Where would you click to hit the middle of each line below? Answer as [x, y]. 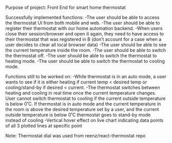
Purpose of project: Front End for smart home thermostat [65, 7]
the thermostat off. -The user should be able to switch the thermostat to [81, 56]
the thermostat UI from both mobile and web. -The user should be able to [83, 23]
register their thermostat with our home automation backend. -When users [84, 28]
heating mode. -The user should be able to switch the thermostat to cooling [85, 61]
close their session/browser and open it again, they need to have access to [85, 34]
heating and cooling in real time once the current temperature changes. [81, 93]
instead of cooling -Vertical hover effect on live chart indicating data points [84, 120]
